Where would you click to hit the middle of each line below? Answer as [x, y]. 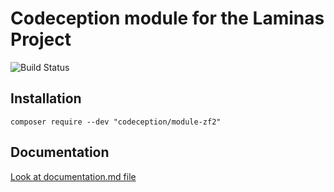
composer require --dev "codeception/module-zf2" [116, 122]
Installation [46, 98]
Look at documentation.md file [73, 176]
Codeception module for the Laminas [167, 18]
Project [41, 39]
